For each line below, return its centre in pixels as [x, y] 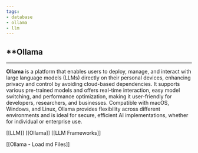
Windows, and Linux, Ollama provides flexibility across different [83, 109]
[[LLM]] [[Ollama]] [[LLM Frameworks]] [54, 133]
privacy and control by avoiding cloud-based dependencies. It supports [93, 84]
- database [19, 17]
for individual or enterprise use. [44, 122]
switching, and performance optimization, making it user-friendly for [89, 97]
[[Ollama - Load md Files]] [38, 144]
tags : [13, 11]
